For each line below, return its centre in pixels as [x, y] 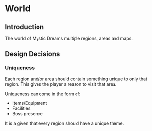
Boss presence [27, 113]
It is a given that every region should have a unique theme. [65, 123]
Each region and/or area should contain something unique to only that [76, 79]
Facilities [21, 108]
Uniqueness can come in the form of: [43, 94]
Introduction [25, 27]
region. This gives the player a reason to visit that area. [61, 84]
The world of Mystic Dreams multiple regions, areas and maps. [69, 38]
